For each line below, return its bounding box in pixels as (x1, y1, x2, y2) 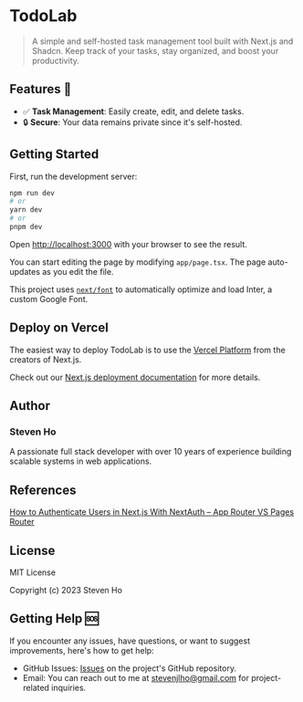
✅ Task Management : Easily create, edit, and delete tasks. (22, 106, 245, 117)
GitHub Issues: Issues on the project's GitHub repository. (22, 663, 237, 674)
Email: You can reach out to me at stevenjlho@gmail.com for (22, 672, 249, 683)
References (9, 482, 77, 498)
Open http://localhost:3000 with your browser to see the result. (9, 238, 248, 249)
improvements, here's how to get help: (9, 644, 154, 655)
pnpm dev (9, 223, 43, 232)
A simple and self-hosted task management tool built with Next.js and (31, 36, 294, 47)
